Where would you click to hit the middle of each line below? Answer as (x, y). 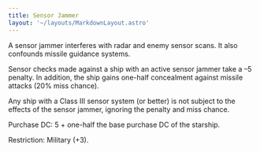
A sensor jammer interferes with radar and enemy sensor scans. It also (123, 45)
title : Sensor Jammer (44, 15)
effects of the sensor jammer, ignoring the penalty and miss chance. (119, 109)
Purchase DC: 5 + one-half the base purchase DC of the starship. (114, 124)
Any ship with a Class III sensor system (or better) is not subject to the (122, 101)
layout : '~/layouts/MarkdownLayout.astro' (79, 23)
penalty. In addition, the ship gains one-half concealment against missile (126, 77)
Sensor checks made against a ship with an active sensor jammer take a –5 (130, 69)
